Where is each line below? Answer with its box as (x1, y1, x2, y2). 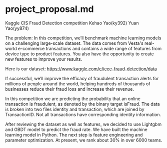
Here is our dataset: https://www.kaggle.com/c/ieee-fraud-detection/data (5, 66, 157, 72)
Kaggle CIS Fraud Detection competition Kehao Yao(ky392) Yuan (5, 20, 139, 26)
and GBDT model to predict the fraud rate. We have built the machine (5, 126, 147, 133)
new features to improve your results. (5, 56, 82, 62)
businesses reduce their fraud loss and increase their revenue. (5, 86, 134, 92)
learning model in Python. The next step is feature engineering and (5, 132, 143, 138)
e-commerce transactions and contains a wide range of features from (17, 45, 161, 51)
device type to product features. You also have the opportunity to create (5, 51, 154, 57)
